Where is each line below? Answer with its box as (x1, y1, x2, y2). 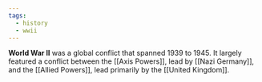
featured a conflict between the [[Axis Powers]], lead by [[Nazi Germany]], (8, 57, 255, 66)
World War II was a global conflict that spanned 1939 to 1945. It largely (8, 49, 242, 58)
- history (15, 19, 48, 27)
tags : (8, 11, 26, 20)
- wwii (15, 26, 38, 34)
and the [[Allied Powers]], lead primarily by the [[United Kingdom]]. (8, 65, 230, 75)
